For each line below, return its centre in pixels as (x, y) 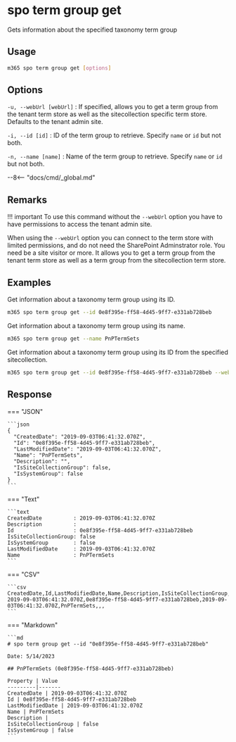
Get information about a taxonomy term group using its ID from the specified (118, 352)
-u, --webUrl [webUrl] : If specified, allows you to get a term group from (113, 107)
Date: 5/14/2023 (31, 656)
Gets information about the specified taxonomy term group (92, 30)
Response (30, 395)
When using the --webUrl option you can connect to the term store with (111, 238)
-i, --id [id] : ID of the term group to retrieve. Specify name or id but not (114, 135)
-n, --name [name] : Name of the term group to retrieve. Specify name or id (115, 156)
